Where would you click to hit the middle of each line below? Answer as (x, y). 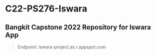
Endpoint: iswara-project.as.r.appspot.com (62, 47)
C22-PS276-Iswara (46, 9)
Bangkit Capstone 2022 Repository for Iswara (78, 27)
